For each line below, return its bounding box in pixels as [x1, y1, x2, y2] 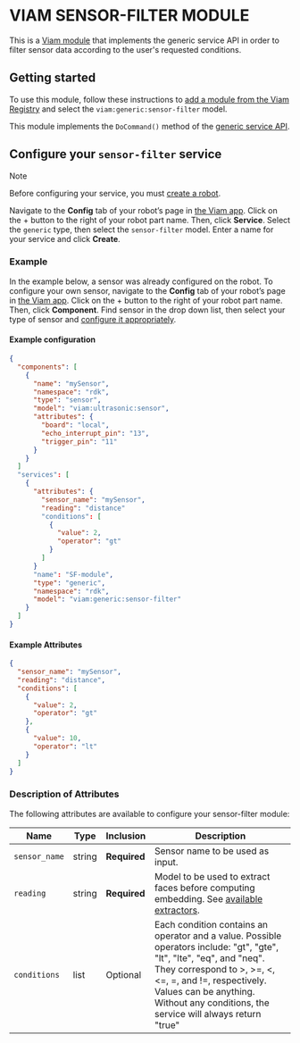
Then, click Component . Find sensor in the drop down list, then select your [9, 305, 286, 315]
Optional [105, 968, 142, 980]
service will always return [154, 1007, 262, 1020]
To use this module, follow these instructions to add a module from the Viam [9, 94, 290, 104]
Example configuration [9, 334, 96, 345]
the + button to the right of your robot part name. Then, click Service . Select [9, 214, 291, 225]
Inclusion [105, 830, 146, 842]
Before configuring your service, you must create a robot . [9, 188, 221, 198]
